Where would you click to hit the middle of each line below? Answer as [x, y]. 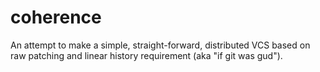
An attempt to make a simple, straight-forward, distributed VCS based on [160, 45]
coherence [56, 17]
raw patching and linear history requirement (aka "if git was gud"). [146, 55]
